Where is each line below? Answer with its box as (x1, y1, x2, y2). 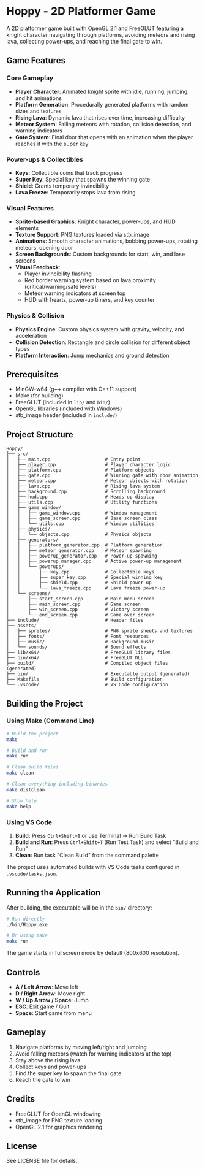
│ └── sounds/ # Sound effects (6, 644, 147, 651)
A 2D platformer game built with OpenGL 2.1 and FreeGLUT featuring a (6, 25, 184, 32)
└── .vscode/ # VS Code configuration (6, 682, 168, 688)
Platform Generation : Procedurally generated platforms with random (15, 101, 189, 108)
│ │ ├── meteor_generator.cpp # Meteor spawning (6, 548, 152, 554)
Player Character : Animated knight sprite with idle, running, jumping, (15, 88, 189, 95)
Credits (6, 1094, 35, 1105)
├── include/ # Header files (6, 618, 144, 624)
